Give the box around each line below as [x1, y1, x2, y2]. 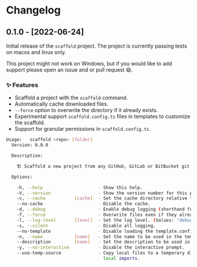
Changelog [6, 4, 61, 17]
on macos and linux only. [6, 49, 66, 56]
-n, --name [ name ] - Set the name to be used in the [16, 234, 182, 239]
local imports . [103, 256, 141, 262]
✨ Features [6, 80, 39, 89]
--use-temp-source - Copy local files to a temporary [16, 250, 185, 256]
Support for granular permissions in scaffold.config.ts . [14, 126, 151, 133]
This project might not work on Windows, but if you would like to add [6, 60, 172, 67]
